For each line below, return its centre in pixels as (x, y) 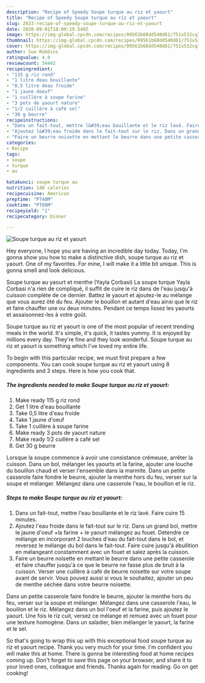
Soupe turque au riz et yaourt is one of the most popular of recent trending (100, 327)
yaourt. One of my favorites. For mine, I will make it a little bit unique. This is (101, 264)
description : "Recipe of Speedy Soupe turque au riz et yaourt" (90, 12)
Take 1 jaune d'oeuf (40, 420)
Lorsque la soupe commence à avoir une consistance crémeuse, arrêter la (100, 458)
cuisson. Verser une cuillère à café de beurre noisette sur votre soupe (103, 572)
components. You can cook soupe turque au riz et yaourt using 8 (88, 364)
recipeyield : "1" (28, 211)
